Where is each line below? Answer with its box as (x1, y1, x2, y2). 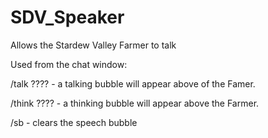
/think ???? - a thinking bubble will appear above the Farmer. (10, 97, 260, 109)
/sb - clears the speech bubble (10, 116, 138, 128)
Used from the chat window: (10, 58, 128, 70)
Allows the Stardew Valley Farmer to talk (10, 39, 177, 51)
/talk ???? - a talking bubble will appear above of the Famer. (10, 77, 256, 90)
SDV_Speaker (10, 6, 125, 29)
